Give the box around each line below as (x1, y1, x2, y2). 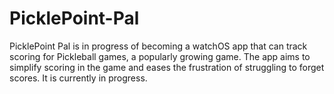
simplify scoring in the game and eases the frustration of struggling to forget (9, 61, 325, 73)
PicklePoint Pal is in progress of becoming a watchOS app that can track (9, 40, 308, 52)
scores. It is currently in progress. (9, 72, 148, 84)
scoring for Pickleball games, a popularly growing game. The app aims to (9, 50, 311, 62)
